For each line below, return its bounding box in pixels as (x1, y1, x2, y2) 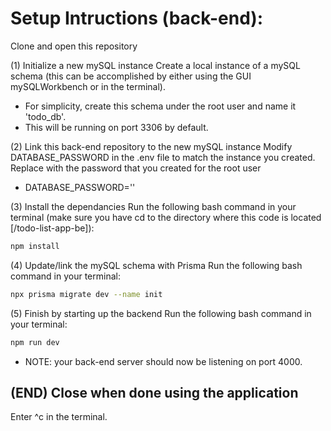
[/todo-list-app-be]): (10, 222, 95, 234)
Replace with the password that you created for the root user (10, 162, 262, 174)
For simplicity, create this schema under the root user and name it (24, 100, 297, 112)
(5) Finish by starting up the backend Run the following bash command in (10, 307, 312, 319)
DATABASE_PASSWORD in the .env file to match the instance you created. (10, 151, 316, 163)
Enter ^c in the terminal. (10, 411, 108, 423)
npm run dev (10, 337, 60, 347)
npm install (10, 241, 60, 251)
